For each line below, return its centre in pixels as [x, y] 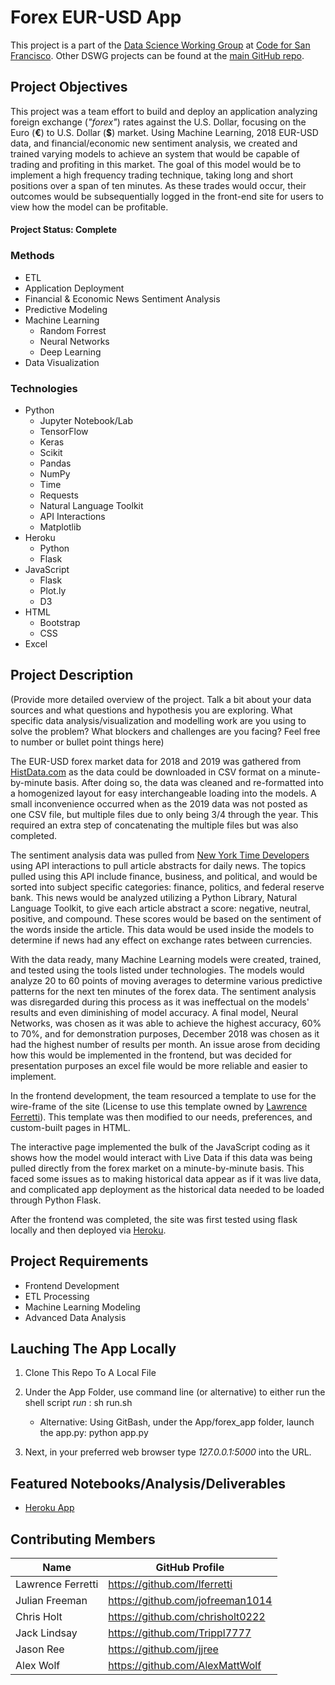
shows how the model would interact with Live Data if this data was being [161, 1157]
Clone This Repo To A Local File [90, 1373]
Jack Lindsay [46, 1633]
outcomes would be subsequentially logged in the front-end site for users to [167, 196]
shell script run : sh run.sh [78, 1403]
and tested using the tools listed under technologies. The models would [157, 970]
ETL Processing [57, 1296]
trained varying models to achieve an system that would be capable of [155, 153]
